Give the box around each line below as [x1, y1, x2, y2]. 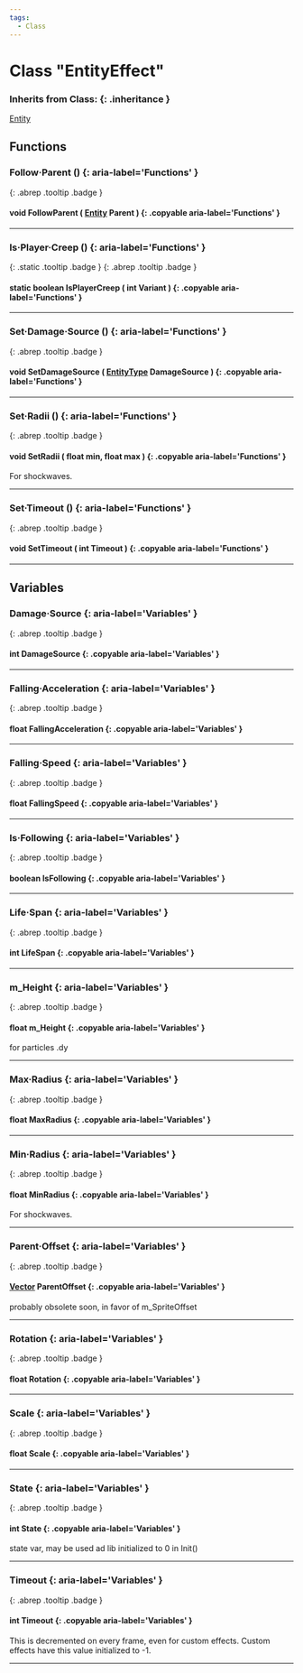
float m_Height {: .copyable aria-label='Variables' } [9, 1021, 206, 1033]
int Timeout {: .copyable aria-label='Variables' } [9, 1615, 193, 1626]
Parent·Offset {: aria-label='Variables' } [9, 1240, 187, 1252]
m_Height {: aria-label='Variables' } [9, 981, 169, 994]
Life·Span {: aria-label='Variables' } [9, 906, 169, 919]
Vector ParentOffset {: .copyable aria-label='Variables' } [9, 1281, 225, 1292]
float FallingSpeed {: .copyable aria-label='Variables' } [9, 798, 219, 809]
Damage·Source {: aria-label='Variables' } [9, 607, 198, 620]
